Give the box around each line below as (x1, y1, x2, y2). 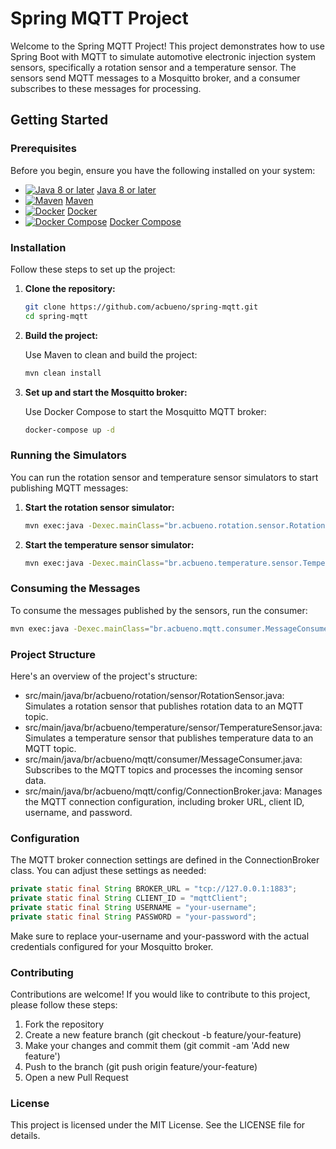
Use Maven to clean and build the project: (24, 348, 198, 361)
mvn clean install (24, 368, 102, 378)
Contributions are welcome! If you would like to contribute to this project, (10, 988, 311, 1001)
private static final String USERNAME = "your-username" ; (10, 902, 257, 912)
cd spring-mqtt (24, 311, 89, 321)
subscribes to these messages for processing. (10, 82, 202, 94)
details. (10, 1130, 41, 1142)
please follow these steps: (10, 999, 118, 1011)
